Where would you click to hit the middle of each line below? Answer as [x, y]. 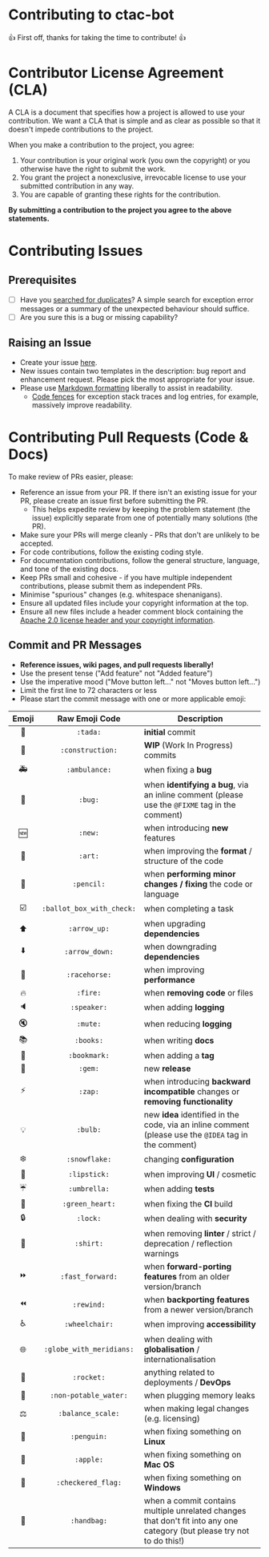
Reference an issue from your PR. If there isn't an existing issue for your [139, 492]
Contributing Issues [76, 251]
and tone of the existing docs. [69, 569]
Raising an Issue [50, 343]
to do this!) [164, 1540]
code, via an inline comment [197, 1125]
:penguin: [89, 1436]
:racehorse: [89, 975]
